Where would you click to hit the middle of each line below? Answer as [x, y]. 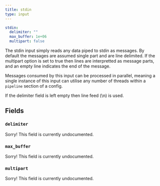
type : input [17, 14]
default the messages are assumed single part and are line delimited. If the [80, 56]
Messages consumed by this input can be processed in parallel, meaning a [80, 76]
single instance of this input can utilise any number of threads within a [76, 81]
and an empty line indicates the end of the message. [58, 66]
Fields [15, 111]
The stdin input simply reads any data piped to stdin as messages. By [75, 50]
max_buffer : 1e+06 [28, 37]
